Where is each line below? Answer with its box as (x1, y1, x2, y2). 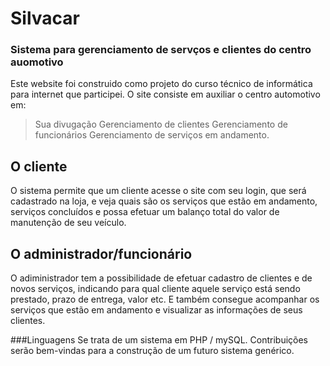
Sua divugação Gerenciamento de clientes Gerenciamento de (34, 118, 288, 131)
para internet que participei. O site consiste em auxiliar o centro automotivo (10, 88, 321, 101)
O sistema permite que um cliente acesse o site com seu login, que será (10, 185, 307, 197)
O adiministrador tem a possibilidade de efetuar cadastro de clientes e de (10, 272, 313, 284)
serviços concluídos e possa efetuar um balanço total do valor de (10, 206, 280, 218)
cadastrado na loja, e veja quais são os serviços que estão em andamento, (10, 195, 318, 207)
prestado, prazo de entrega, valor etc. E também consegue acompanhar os (10, 293, 320, 306)
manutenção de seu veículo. (10, 217, 127, 229)
